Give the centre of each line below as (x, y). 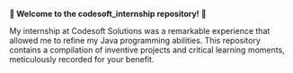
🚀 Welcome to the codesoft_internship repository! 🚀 (108, 14)
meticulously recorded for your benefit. (82, 59)
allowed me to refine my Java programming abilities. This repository (135, 41)
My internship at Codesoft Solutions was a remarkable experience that (140, 31)
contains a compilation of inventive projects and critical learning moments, (147, 50)
